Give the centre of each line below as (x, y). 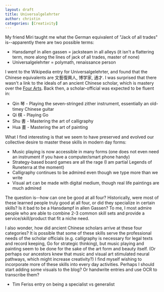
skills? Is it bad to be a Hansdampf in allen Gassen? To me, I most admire (78, 208)
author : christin (23, 19)
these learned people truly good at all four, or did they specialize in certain (80, 203)
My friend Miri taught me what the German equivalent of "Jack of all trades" (82, 37)
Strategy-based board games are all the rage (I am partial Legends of (82, 162)
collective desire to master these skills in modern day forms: (66, 142)
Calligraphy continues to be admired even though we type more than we (85, 172)
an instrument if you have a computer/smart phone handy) (71, 157)
